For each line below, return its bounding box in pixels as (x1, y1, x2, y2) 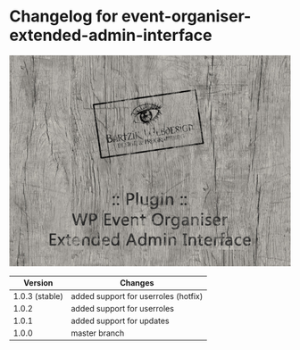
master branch (71, 328, 125, 338)
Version (23, 278, 54, 288)
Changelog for (9, 6, 119, 27)
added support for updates (71, 315, 170, 327)
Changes (120, 278, 154, 288)
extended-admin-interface (9, 25, 212, 46)
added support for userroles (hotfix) (71, 290, 204, 301)
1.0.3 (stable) (12, 290, 64, 301)
